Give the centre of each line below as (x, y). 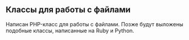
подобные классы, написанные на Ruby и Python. (70, 30)
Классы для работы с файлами (68, 10)
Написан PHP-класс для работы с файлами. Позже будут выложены (94, 24)
